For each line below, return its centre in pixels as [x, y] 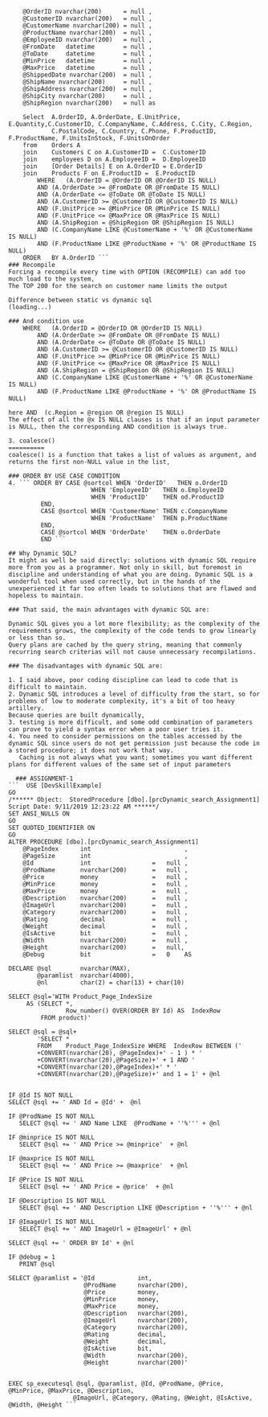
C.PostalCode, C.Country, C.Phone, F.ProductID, [134, 131]
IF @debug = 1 [32, 1257]
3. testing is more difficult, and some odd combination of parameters [130, 722]
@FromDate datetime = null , [87, 47]
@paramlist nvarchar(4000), [86, 975]
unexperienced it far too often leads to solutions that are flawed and [132, 589]
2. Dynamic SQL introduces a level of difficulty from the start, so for [134, 694]
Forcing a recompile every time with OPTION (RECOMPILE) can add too [127, 272]
